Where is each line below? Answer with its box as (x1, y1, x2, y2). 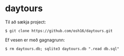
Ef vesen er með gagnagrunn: (5, 37, 65, 43)
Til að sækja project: (5, 19, 46, 25)
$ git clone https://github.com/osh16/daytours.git (5, 28, 113, 33)
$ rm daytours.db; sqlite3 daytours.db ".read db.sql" (5, 46, 120, 51)
